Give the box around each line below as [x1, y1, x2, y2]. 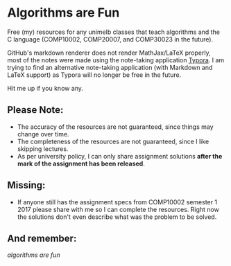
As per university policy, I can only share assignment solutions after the [17, 152, 223, 160]
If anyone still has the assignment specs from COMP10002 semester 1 [17, 197, 217, 206]
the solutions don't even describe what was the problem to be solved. [17, 213, 217, 221]
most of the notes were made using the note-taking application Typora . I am [7, 55, 225, 64]
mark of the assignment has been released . [17, 159, 146, 168]
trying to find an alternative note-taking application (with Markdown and [7, 63, 213, 71]
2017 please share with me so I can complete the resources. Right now [17, 205, 220, 213]
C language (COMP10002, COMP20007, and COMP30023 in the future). [7, 35, 214, 43]
